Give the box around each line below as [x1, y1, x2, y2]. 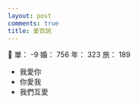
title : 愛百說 [7, 27, 52, 35]
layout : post [7, 11, 52, 20]
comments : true [7, 19, 59, 27]
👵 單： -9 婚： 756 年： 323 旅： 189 [7, 50, 131, 60]
